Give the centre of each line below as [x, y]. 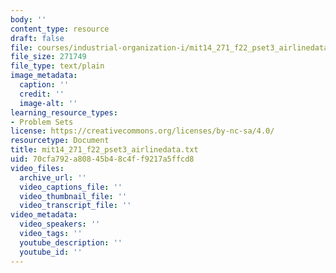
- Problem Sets [42, 122]
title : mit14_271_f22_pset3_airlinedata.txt [104, 150]
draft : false [37, 38]
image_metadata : [44, 76]
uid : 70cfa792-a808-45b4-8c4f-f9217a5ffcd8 [102, 159]
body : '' [28, 19]
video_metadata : [44, 215]
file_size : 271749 [48, 57]
